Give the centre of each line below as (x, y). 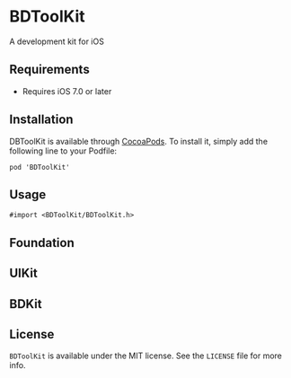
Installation (41, 120)
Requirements (49, 70)
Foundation (42, 243)
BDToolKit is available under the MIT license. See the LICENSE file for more (146, 356)
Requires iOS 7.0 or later (67, 91)
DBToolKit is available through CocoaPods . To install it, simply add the (138, 141)
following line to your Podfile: (63, 151)
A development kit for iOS (57, 41)
